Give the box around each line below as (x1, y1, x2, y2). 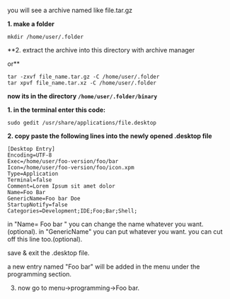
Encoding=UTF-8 (7, 152, 52, 159)
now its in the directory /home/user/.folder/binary (7, 92, 158, 100)
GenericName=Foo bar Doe (7, 195, 81, 202)
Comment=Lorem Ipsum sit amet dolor (7, 183, 115, 190)
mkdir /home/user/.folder (7, 33, 84, 40)
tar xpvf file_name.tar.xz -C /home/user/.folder (7, 79, 157, 86)
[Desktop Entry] (7, 145, 55, 152)
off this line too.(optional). (7, 235, 83, 243)
